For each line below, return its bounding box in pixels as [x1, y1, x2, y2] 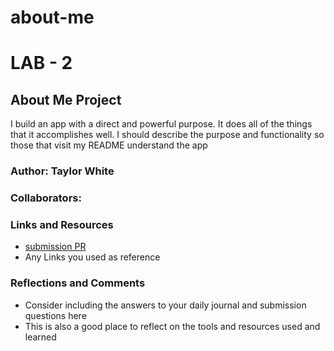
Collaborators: [10, 191, 82, 205]
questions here [24, 309, 87, 321]
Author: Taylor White [10, 164, 115, 178]
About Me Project [10, 91, 122, 108]
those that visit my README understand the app [10, 139, 208, 151]
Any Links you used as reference [24, 251, 161, 263]
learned [24, 331, 57, 343]
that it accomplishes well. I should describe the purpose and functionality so [10, 129, 325, 141]
